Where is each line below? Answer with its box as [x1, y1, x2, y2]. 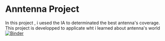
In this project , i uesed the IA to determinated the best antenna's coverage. [5, 20, 161, 26]
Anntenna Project [5, 3, 80, 15]
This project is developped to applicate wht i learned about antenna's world [5, 25, 161, 31]
